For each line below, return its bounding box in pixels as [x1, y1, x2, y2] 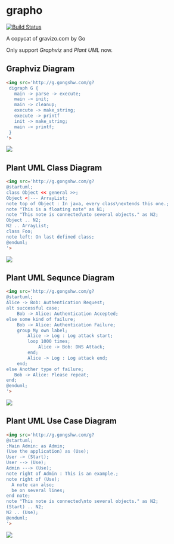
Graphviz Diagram [6, 64, 75, 74]
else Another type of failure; [6, 366, 84, 372]
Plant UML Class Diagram [6, 162, 102, 173]
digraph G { [8, 85, 39, 91]
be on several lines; [11, 487, 66, 493]
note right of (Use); [6, 476, 60, 482]
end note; [6, 493, 31, 499]
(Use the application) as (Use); [6, 449, 89, 455]
